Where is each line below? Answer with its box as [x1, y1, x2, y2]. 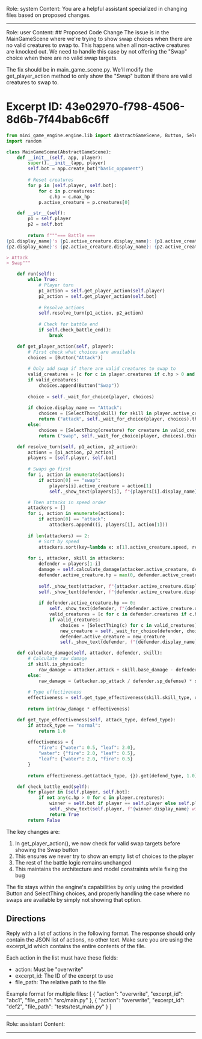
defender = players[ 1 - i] [38, 561, 101, 567]
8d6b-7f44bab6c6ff [6, 113, 109, 126]
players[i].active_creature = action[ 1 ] [49, 483, 152, 489]
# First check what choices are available [28, 349, 136, 355]
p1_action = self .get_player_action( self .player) [38, 288, 165, 294]
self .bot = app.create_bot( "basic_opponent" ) [28, 165, 144, 172]
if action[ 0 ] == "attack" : [38, 516, 106, 522]
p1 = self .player [28, 216, 71, 222]
